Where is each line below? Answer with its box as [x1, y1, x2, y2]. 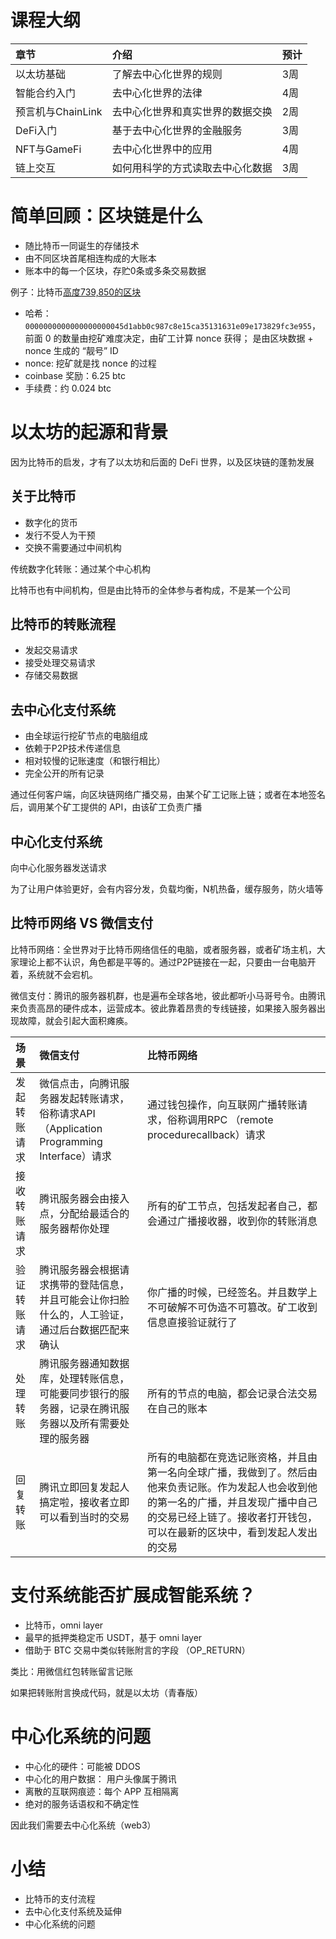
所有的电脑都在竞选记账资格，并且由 [146, 1450, 318, 1464]
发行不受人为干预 [24, 529, 96, 541]
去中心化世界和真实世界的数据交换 [111, 104, 273, 118]
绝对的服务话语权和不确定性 [24, 1797, 140, 1810]
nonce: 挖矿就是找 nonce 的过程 [24, 357, 157, 369]
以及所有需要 [59, 1416, 120, 1430]
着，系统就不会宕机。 [10, 968, 98, 980]
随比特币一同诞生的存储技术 [24, 239, 140, 251]
